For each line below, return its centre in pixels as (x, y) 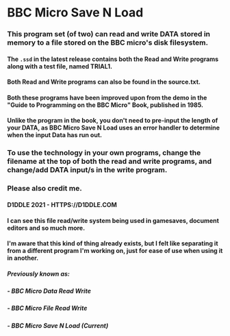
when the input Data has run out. (55, 135)
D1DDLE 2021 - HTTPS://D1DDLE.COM (62, 204)
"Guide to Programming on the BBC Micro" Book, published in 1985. (105, 105)
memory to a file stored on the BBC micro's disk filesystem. (108, 43)
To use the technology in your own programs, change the (104, 153)
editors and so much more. (46, 228)
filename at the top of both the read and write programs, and (110, 161)
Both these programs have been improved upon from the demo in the (107, 97)
